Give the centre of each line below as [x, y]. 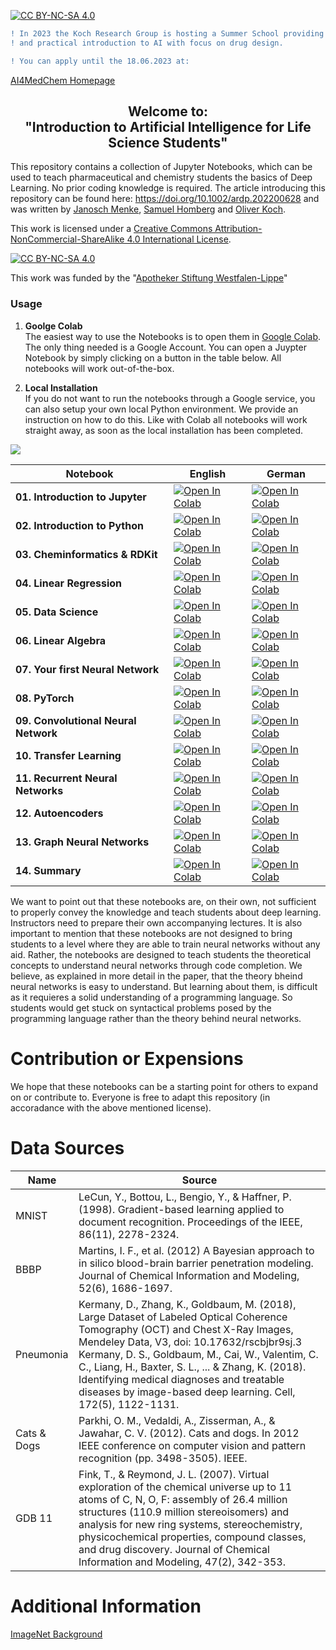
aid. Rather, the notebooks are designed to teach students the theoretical [161, 954]
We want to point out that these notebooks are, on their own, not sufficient [163, 901]
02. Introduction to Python [79, 525]
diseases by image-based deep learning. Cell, [187, 1392]
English [208, 473]
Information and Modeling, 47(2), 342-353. [182, 1562]
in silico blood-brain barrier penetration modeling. [196, 1263]
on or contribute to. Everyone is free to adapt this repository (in [140, 1097]
